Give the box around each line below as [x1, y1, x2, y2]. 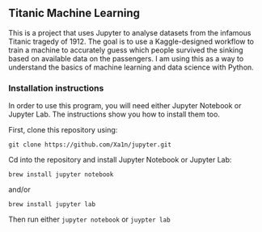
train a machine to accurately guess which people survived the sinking [8, 44, 244, 55]
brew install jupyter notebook [8, 171, 114, 179]
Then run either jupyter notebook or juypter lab [8, 214, 171, 225]
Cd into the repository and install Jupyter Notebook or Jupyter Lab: [8, 155, 232, 165]
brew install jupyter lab [8, 200, 95, 209]
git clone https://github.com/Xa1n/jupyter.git [8, 141, 172, 149]
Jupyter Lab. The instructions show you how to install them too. [8, 109, 221, 120]
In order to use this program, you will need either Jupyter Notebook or [8, 101, 242, 111]
